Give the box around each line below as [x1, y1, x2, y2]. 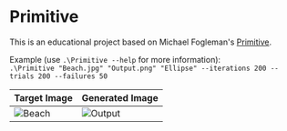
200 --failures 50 [37, 71, 108, 81]
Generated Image [81, 91, 159, 104]
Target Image [14, 91, 73, 104]
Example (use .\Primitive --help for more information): [9, 54, 221, 65]
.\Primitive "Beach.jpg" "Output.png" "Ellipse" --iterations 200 [9, 64, 267, 73]
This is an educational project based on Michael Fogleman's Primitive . [9, 36, 272, 47]
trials [9, 71, 35, 81]
